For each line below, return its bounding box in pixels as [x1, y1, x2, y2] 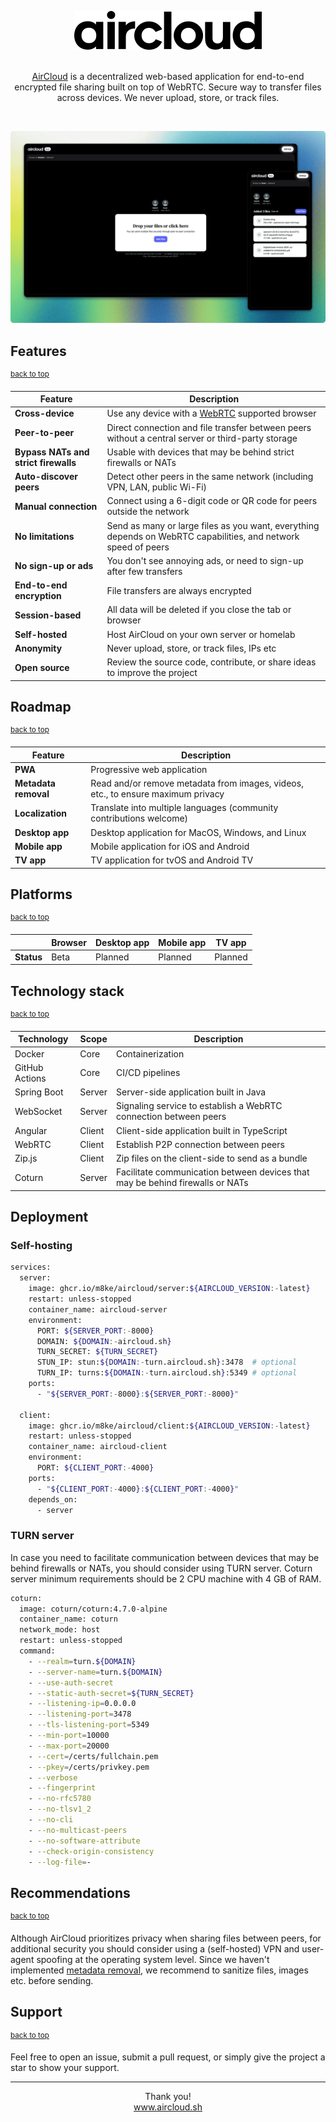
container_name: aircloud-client [28, 1442, 168, 1452]
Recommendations [10, 1884, 131, 1901]
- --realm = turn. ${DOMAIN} [28, 1656, 137, 1666]
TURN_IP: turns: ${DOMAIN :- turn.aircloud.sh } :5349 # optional [36, 1368, 298, 1378]
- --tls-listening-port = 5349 [28, 1720, 150, 1730]
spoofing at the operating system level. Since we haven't [36, 1953, 270, 1965]
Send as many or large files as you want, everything [106, 519, 320, 531]
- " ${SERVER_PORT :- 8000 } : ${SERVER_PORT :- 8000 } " [36, 1389, 240, 1399]
